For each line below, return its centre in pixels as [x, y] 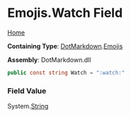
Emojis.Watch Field [65, 13]
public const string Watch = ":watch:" [66, 73]
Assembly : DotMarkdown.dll [49, 60]
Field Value [27, 91]
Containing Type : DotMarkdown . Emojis [65, 46]
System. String [28, 106]
